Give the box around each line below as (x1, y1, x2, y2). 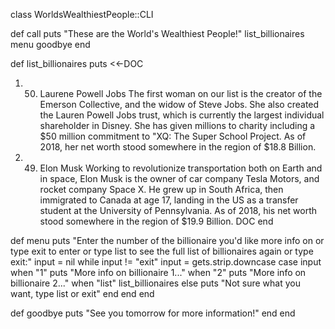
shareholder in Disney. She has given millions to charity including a (39, 120, 316, 131)
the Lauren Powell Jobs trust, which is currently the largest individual (39, 109, 325, 121)
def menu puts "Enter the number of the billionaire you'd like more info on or (10, 235, 325, 246)
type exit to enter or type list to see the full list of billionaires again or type (10, 245, 314, 257)
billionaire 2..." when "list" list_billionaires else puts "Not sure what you (10, 277, 301, 289)
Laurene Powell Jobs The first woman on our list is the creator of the (39, 88, 323, 99)
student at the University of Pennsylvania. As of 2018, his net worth (39, 205, 318, 216)
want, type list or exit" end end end (10, 288, 155, 299)
